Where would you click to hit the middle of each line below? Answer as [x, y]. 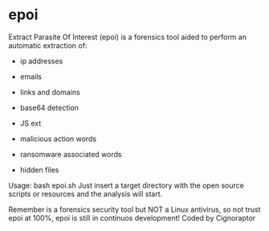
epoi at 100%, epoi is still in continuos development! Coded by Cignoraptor [132, 217]
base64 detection [49, 107]
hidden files [39, 169]
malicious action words [58, 139]
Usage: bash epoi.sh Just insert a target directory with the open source [126, 185]
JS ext [31, 123]
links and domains [50, 92]
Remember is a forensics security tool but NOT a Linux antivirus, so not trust [134, 209]
